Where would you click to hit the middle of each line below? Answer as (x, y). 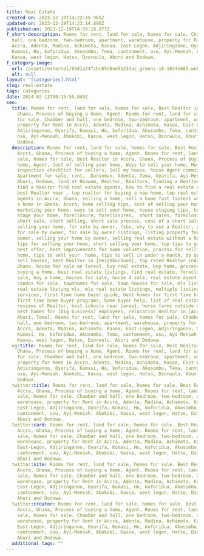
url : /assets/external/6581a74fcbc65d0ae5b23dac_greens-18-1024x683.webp (107, 68)
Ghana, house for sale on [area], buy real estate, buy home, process (108, 266)
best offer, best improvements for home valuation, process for (100, 249)
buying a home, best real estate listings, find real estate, (97, 272)
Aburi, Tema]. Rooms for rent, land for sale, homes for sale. (99, 318)
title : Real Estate (31, 12)
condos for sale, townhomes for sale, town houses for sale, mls (102, 283)
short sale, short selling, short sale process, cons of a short (102, 221)
